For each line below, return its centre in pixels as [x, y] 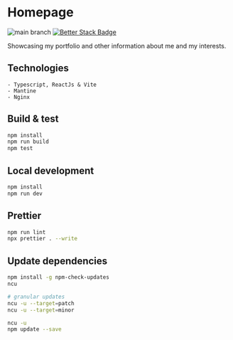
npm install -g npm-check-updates [59, 277]
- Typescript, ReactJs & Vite [52, 85]
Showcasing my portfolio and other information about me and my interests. [117, 46]
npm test [20, 149]
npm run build [28, 142]
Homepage [40, 12]
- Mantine [22, 91]
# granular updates [36, 297]
